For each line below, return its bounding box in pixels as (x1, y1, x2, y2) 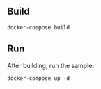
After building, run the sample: (7, 61, 94, 70)
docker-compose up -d (7, 74, 70, 82)
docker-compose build (7, 24, 70, 31)
